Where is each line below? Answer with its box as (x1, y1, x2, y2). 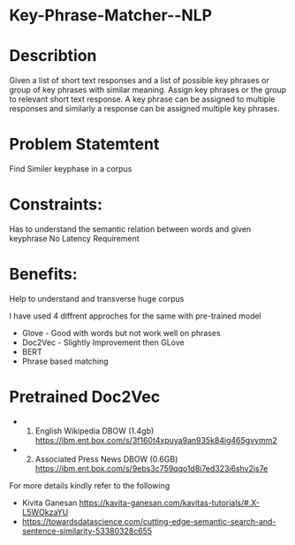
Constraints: (9, 195, 103, 215)
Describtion (9, 46, 97, 66)
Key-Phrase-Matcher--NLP (9, 5, 213, 26)
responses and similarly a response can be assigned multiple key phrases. (9, 104, 280, 114)
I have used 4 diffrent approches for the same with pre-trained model (9, 311, 262, 321)
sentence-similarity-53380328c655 (21, 526, 153, 536)
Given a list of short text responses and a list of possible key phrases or (9, 75, 269, 86)
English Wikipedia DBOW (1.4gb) (34, 426, 155, 436)
